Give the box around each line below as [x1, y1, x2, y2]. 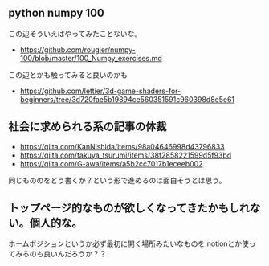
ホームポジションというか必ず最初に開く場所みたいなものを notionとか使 [8, 239, 249, 248]
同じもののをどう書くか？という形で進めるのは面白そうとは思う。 [8, 175, 226, 185]
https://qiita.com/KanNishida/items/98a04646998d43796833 [19, 141, 225, 151]
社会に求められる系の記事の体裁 [8, 120, 167, 133]
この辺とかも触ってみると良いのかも [8, 70, 128, 80]
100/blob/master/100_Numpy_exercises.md [19, 53, 162, 63]
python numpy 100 [8, 6, 104, 20]
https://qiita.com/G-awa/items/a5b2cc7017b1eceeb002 [19, 158, 203, 168]
